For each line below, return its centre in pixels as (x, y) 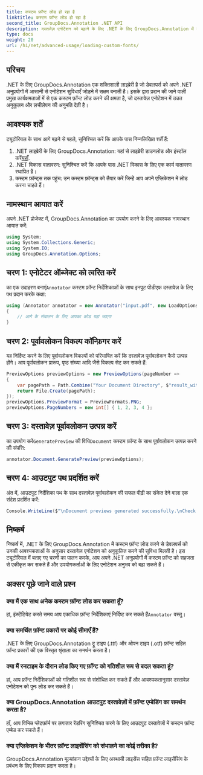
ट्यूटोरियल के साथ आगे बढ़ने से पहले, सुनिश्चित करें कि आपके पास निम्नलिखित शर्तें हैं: (87, 139)
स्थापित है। (26, 171)
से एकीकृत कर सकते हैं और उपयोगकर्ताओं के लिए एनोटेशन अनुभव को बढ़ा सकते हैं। (85, 565)
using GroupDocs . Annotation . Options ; (54, 254)
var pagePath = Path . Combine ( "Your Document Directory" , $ (93, 385)
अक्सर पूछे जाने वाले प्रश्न (41, 584)
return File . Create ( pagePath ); (56, 391)
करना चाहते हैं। (30, 185)
